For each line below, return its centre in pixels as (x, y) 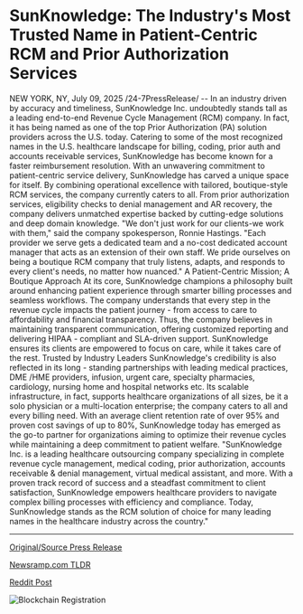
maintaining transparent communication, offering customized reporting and (149, 329)
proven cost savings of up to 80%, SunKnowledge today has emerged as (145, 425)
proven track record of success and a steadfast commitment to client (138, 482)
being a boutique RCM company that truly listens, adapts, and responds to (147, 261)
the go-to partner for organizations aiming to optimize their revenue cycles (148, 434)
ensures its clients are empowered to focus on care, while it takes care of (145, 348)
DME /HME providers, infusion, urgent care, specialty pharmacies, (132, 377)
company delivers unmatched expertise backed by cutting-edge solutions (147, 213)
